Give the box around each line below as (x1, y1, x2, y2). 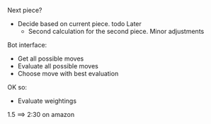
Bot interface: (7, 41, 47, 49)
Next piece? (7, 6, 42, 14)
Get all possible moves (17, 54, 84, 63)
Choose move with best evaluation (17, 70, 119, 77)
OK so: (7, 83, 27, 91)
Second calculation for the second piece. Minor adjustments (28, 27, 205, 35)
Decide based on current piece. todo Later (17, 20, 142, 27)
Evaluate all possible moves (17, 62, 99, 70)
